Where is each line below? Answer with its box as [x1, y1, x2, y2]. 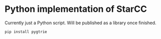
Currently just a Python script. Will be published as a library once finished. [4, 20, 157, 26]
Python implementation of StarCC [4, 3, 147, 15]
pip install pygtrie [4, 29, 48, 34]
